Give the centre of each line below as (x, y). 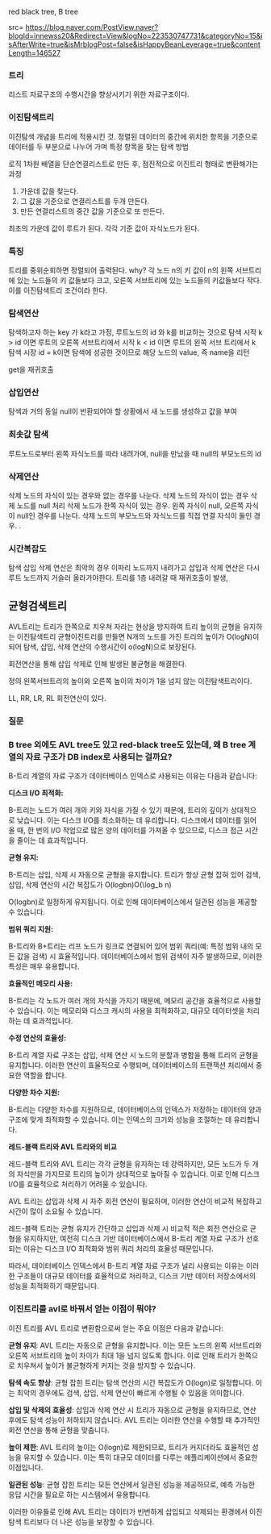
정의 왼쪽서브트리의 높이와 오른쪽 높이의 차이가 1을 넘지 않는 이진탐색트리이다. (130, 682)
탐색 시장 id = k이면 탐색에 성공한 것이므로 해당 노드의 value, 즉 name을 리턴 (129, 352)
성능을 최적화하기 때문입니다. (54, 1286)
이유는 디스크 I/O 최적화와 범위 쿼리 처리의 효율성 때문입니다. (118, 1248)
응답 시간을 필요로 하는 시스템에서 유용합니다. (79, 1494)
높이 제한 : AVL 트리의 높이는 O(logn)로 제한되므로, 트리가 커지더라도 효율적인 (129, 1447)
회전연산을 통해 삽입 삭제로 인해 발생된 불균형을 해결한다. (98, 664)
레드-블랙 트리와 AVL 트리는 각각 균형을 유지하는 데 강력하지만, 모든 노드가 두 (129, 1164)
